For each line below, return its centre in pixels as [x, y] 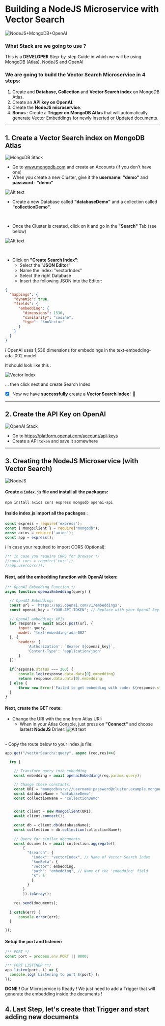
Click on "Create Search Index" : [45, 260]
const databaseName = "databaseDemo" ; [54, 794]
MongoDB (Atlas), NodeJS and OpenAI [44, 62]
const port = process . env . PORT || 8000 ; [47, 957]
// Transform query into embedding [50, 771]
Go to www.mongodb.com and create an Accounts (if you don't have [82, 167]
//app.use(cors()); [25, 566]
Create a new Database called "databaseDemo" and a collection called [85, 202]
